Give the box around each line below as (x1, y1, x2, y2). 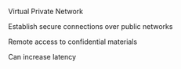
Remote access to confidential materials (8, 37, 138, 46)
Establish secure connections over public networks (8, 22, 173, 31)
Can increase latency (8, 53, 77, 61)
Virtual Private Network (8, 7, 84, 16)
